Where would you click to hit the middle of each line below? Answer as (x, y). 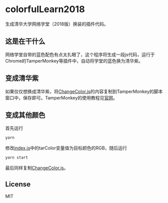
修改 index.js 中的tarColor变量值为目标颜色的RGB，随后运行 (66, 148)
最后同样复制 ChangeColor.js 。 (37, 168)
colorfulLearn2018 (45, 9)
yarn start (17, 158)
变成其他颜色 (25, 115)
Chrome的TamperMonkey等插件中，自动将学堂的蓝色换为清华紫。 (74, 61)
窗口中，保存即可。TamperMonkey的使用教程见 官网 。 (61, 97)
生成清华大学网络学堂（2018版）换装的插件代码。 (57, 24)
